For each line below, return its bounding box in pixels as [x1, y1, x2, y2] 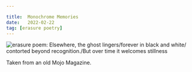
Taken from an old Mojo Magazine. [6, 59, 92, 66]
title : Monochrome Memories [6, 14, 79, 20]
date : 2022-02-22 [6, 19, 55, 26]
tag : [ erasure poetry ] [6, 25, 63, 31]
